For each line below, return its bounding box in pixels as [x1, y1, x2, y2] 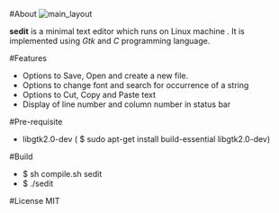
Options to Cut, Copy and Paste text [22, 90, 156, 100]
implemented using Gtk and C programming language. [9, 36, 211, 46]
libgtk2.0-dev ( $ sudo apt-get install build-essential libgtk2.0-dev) [22, 134, 271, 144]
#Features [9, 53, 48, 63]
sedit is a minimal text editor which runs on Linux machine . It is [9, 26, 245, 36]
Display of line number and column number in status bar [22, 99, 231, 110]
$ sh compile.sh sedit [22, 169, 103, 179]
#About [9, 9, 38, 19]
